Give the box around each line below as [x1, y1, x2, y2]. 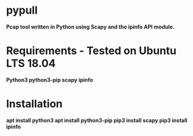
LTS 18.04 [6, 57, 56, 70]
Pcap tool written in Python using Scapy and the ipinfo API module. [6, 23, 175, 30]
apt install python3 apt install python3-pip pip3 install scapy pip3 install [6, 116, 188, 124]
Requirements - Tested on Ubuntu [6, 44, 177, 58]
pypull [6, 4, 38, 17]
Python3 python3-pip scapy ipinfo [6, 76, 93, 83]
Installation [6, 97, 63, 110]
